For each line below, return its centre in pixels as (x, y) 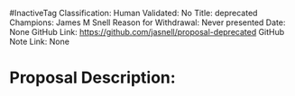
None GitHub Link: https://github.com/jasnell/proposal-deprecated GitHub (147, 32)
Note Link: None (40, 41)
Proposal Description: (92, 78)
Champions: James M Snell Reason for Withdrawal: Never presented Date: (147, 22)
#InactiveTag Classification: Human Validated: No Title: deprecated (134, 13)
